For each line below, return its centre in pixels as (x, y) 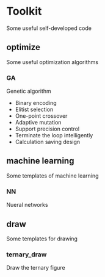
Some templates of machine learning (52, 176)
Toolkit (24, 11)
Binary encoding (36, 103)
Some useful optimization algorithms (52, 62)
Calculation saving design (48, 142)
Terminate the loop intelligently (54, 135)
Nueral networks (27, 205)
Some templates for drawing (42, 239)
